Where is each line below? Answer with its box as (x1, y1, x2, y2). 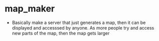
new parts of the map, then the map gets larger (12, 30, 110, 36)
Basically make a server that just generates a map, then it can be (12, 19, 146, 25)
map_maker (5, 3, 55, 14)
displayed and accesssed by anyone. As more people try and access (12, 24, 154, 30)
